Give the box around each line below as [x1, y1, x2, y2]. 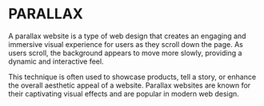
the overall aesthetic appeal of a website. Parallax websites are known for [8, 80, 251, 90]
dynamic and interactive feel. [8, 57, 104, 66]
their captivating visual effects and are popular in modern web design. [8, 88, 240, 98]
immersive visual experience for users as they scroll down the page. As [8, 39, 244, 49]
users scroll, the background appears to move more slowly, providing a [8, 48, 242, 57]
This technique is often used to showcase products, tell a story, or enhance [8, 72, 257, 81]
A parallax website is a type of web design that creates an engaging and [8, 31, 246, 41]
